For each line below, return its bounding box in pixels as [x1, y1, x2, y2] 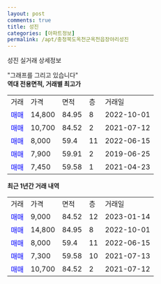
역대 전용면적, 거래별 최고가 [7, 80, 82, 88]
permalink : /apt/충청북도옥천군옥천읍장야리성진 [7, 36, 129, 43]
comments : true [7, 17, 52, 24]
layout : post [7, 10, 45, 17]
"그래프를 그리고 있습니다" [7, 71, 79, 80]
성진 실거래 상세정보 [7, 57, 61, 65]
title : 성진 [7, 23, 40, 30]
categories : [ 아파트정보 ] [7, 29, 75, 37]
